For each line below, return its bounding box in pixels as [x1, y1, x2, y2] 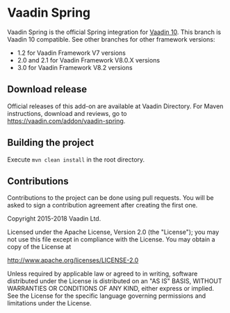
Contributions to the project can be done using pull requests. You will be [7, 194, 214, 202]
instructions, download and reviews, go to [7, 109, 127, 117]
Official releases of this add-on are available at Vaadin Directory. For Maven [7, 102, 224, 110]
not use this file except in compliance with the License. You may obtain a [7, 235, 215, 244]
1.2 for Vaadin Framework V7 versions [17, 49, 126, 57]
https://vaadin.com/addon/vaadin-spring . [7, 117, 126, 125]
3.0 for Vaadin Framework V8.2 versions [17, 63, 133, 71]
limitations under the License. [7, 299, 92, 307]
